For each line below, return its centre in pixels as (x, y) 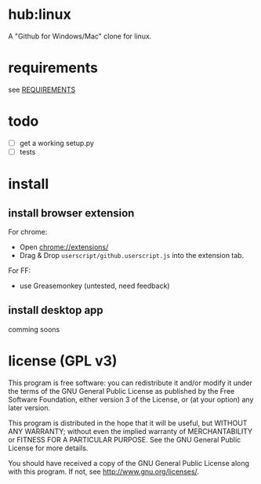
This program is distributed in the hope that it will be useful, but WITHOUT (128, 423)
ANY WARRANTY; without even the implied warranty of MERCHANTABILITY (130, 431)
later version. (29, 408)
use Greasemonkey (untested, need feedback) (94, 286)
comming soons (34, 329)
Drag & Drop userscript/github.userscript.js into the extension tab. (132, 255)
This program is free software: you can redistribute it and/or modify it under (130, 383)
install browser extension (71, 213)
